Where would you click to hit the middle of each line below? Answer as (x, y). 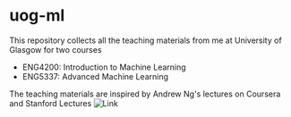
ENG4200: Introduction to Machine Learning (104, 67)
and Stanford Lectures (51, 103)
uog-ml (37, 16)
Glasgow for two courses (56, 49)
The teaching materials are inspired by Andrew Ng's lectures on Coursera (145, 94)
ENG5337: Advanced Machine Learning (95, 76)
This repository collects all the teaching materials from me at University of (145, 40)
